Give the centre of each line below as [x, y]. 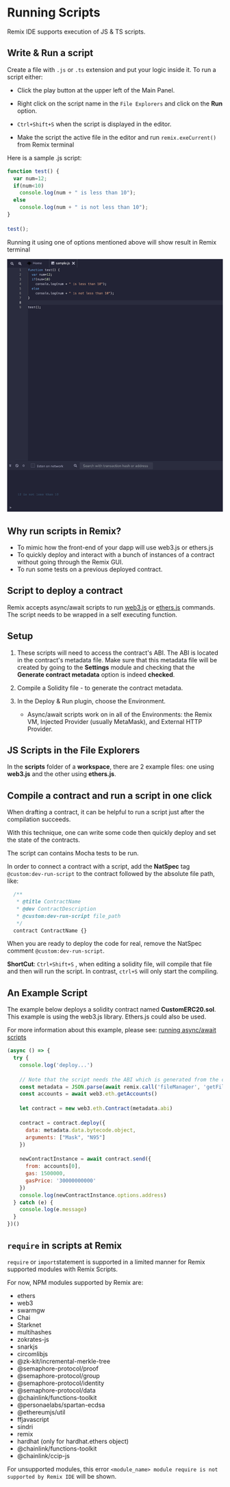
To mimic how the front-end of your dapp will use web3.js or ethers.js [115, 547]
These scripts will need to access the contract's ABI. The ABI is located [118, 653]
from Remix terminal [46, 145]
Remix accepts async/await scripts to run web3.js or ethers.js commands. [111, 607]
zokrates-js [33, 1339]
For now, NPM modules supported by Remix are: [75, 1282]
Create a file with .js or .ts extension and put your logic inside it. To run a [112, 69]
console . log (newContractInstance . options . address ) [93, 1195]
